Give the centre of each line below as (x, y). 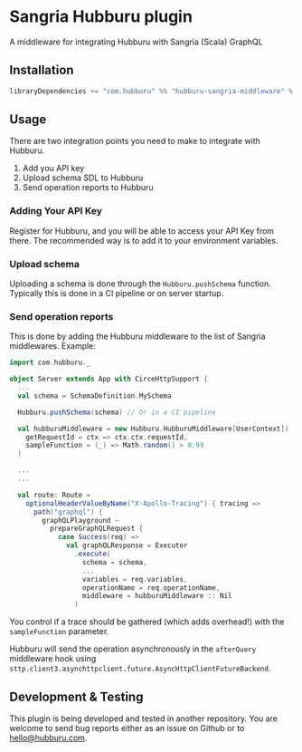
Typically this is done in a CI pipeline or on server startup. (117, 294)
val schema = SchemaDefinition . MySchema (94, 396)
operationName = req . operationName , (151, 588)
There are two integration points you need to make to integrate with (135, 141)
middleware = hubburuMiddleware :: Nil (157, 596)
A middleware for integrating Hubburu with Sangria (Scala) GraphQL (137, 42)
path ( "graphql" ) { (68, 512)
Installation (42, 70)
